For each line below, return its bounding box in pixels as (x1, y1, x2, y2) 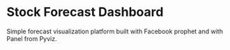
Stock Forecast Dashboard (6, 4, 164, 20)
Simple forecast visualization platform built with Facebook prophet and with (6, 27, 224, 35)
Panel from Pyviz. (6, 34, 57, 42)
